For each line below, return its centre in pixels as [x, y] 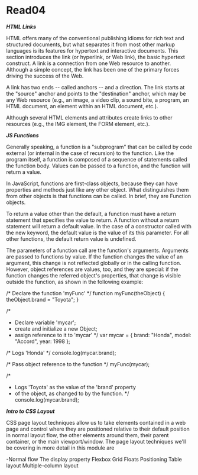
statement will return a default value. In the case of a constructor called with [99, 226]
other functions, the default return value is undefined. [72, 239]
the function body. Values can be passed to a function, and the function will [98, 166]
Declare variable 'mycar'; [45, 322]
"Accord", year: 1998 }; [43, 341]
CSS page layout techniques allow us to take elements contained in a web [96, 422]
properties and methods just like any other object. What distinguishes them [98, 189]
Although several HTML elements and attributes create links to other [89, 117]
